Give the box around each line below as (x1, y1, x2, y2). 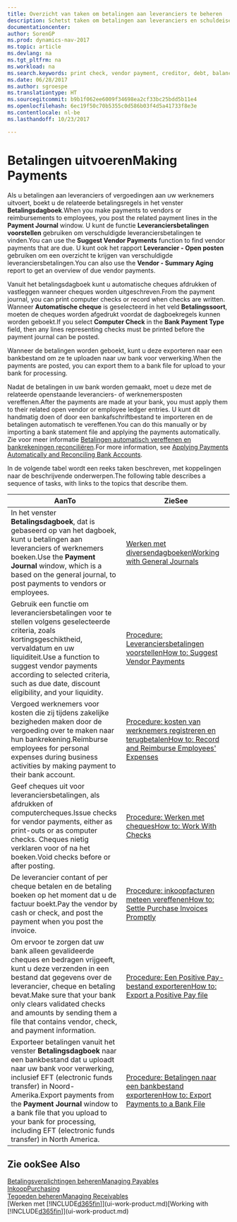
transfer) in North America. (11, 1134, 100, 1144)
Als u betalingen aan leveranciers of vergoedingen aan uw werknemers (7, 190, 214, 199)
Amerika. (11, 1090, 41, 1100)
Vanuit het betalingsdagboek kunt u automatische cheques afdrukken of (7, 280, 217, 288)
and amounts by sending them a (11, 1007, 118, 1017)
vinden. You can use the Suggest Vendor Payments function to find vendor (7, 236, 226, 244)
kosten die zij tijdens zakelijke (11, 707, 109, 717)
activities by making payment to (11, 760, 116, 770)
